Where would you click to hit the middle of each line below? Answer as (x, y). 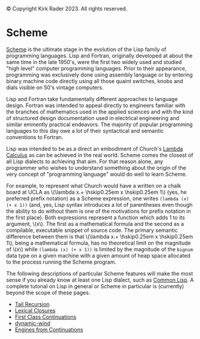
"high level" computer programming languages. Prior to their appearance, (96, 68)
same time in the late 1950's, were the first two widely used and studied (94, 62)
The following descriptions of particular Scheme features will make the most (100, 273)
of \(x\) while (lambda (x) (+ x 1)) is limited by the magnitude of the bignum (100, 249)
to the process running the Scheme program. (61, 262)
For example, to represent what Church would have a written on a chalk (94, 185)
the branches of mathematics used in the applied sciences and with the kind (100, 112)
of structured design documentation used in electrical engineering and (93, 118)
